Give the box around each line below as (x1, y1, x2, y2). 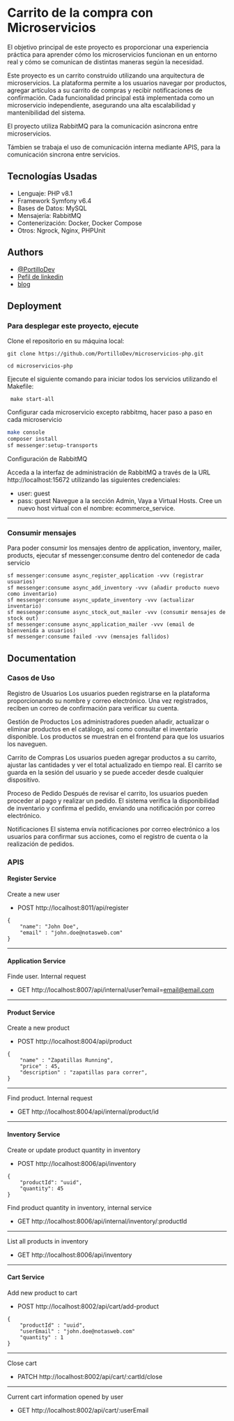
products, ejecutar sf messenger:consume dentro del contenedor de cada (7, 551, 220, 560)
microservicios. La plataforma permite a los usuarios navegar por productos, (7, 78, 227, 87)
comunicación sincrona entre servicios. (7, 150, 120, 159)
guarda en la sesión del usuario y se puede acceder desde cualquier (7, 768, 204, 776)
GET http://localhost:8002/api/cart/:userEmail (17, 1406, 149, 1414)
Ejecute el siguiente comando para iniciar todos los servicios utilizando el (7, 375, 218, 384)
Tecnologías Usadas (7, 170, 97, 182)
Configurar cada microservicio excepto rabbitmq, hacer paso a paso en (7, 408, 212, 416)
